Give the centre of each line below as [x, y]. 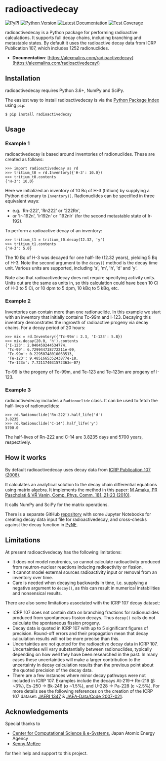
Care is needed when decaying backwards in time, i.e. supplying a [80, 583]
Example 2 [18, 301]
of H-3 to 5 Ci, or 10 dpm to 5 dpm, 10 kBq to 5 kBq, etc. [62, 288]
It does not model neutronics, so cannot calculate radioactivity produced [86, 561]
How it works [26, 458]
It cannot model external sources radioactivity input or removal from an [84, 572]
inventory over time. [33, 577]
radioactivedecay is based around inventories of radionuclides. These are [80, 154]
